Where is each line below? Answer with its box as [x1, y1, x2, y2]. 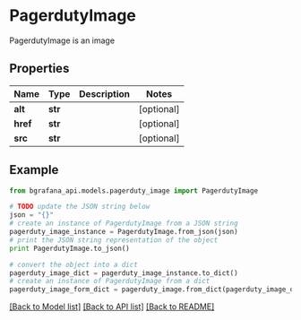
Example [9, 162, 59, 177]
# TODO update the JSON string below [9, 203, 150, 212]
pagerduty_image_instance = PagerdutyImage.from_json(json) [9, 228, 239, 237]
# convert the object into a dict [9, 260, 139, 269]
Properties [9, 61, 70, 76]
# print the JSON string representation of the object [9, 235, 219, 245]
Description [79, 87, 130, 99]
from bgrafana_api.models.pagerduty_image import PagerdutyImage [9, 186, 258, 195]
